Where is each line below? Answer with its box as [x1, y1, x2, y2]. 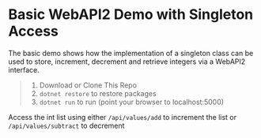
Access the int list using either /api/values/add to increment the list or [8, 112, 237, 121]
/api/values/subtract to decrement [8, 121, 125, 130]
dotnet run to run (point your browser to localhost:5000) [39, 97, 224, 106]
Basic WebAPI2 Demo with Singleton [8, 6, 254, 24]
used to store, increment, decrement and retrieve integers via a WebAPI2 [8, 57, 246, 66]
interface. [8, 65, 40, 74]
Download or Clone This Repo [39, 80, 137, 90]
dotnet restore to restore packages [39, 88, 157, 98]
